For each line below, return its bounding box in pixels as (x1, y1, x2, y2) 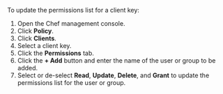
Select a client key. (17, 42, 72, 49)
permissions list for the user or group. (17, 79, 126, 86)
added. (17, 64, 38, 72)
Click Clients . (17, 34, 57, 42)
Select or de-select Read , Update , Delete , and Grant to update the (17, 71, 210, 79)
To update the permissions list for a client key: (7, 6, 139, 14)
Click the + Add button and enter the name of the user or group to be (17, 56, 216, 65)
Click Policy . (17, 27, 54, 35)
